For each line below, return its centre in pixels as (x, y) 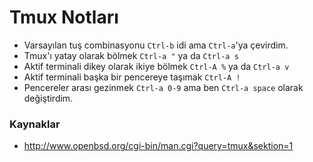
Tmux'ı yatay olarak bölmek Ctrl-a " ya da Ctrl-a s (131, 55)
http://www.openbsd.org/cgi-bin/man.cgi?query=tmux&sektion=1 (158, 146)
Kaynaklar (35, 124)
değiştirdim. (48, 98)
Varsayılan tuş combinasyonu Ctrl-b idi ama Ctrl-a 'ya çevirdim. (156, 45)
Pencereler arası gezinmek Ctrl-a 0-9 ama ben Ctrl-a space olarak (163, 87)
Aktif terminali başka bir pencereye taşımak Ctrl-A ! (132, 77)
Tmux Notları (64, 17)
